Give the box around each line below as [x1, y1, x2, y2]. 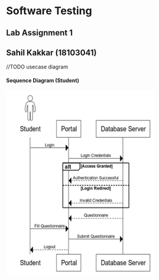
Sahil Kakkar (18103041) [6, 47, 97, 57]
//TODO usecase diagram [6, 63, 69, 70]
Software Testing [6, 4, 93, 18]
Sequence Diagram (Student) [6, 77, 80, 84]
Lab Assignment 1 [6, 28, 73, 38]
